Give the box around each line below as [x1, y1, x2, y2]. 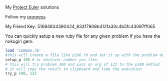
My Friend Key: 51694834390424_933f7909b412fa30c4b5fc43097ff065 [5, 23, 155, 29]
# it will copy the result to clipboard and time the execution [5, 67, 142, 72]
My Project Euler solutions [5, 4, 59, 10]
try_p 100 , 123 [5, 71, 37, 76]
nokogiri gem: [5, 38, 34, 44]
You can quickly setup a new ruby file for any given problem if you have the [5, 33, 161, 39]
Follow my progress [5, 14, 46, 19]
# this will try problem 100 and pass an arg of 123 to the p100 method [5, 62, 160, 67]
